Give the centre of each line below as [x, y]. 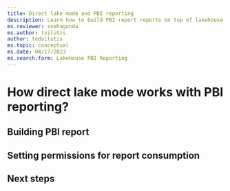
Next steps [31, 179]
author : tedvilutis [35, 39]
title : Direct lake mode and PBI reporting [71, 13]
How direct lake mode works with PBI [115, 92]
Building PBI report [48, 132]
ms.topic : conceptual [38, 45]
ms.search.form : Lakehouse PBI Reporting [67, 58]
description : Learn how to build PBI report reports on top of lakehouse [115, 20]
